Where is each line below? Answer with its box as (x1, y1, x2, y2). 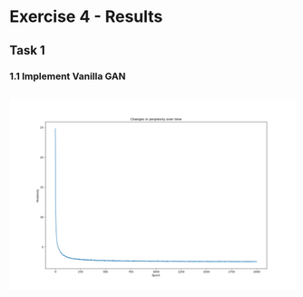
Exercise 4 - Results (9, 6, 163, 27)
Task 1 (9, 43, 45, 58)
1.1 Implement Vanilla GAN (9, 70, 126, 83)
